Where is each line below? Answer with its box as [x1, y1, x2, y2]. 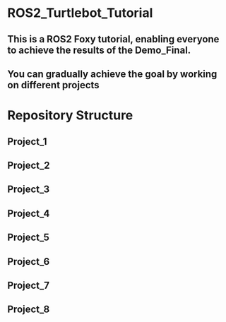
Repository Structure [7, 107, 133, 124]
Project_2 [7, 159, 50, 171]
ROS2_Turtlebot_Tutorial [7, 5, 153, 21]
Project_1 [7, 136, 47, 148]
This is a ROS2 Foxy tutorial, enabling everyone [7, 33, 220, 45]
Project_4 [7, 207, 50, 220]
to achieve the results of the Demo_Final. [7, 44, 191, 56]
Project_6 [7, 256, 50, 268]
